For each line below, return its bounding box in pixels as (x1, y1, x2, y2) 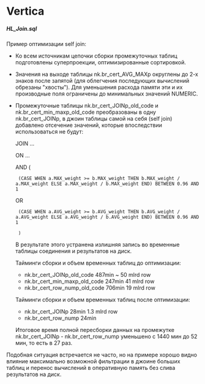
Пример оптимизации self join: (6, 40, 87, 48)
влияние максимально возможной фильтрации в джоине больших (6, 358, 181, 365)
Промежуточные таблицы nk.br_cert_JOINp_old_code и (15, 102, 158, 110)
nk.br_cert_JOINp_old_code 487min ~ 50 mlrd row (24, 271, 151, 279)
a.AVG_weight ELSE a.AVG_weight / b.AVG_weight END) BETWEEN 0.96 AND (15, 214, 199, 220)
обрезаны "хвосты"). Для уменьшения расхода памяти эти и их (15, 84, 183, 91)
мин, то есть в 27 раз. (15, 339, 73, 347)
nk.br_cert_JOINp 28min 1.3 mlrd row (24, 308, 118, 315)
